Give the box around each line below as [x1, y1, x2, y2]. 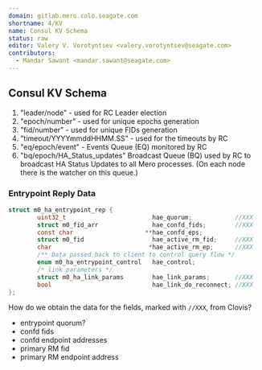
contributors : [8, 49, 56, 57]
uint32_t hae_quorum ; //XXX [37, 213, 253, 221]
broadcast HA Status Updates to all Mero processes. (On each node [19, 158, 246, 169]
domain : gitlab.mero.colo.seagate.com [8, 11, 138, 20]
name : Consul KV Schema [8, 27, 88, 35]
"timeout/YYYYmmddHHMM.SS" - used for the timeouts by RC [19, 134, 228, 143]
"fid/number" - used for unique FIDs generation [19, 125, 178, 134]
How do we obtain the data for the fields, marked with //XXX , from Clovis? [8, 302, 252, 312]
